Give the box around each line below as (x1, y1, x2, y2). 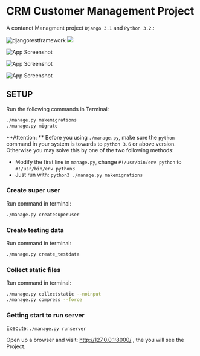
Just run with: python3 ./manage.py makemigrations (15, 171, 143, 178)
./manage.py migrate (6, 123, 59, 129)
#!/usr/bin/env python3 (15, 166, 76, 172)
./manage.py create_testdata (6, 251, 80, 257)
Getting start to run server (6, 311, 85, 319)
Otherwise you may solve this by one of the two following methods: (6, 146, 174, 154)
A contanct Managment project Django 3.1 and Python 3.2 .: (6, 24, 155, 31)
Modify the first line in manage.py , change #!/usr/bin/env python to (15, 158, 182, 166)
